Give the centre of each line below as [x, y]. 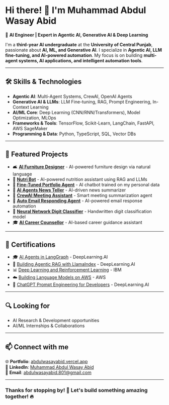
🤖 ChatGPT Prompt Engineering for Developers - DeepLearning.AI [81, 285]
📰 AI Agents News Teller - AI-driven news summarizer [69, 190]
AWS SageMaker [30, 128]
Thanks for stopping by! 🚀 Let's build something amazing [76, 390]
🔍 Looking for [28, 306]
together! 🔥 [19, 396]
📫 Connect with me [37, 347]
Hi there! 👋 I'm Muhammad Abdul [76, 10]
